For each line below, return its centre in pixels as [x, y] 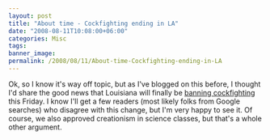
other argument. [35, 127]
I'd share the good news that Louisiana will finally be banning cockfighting [132, 92]
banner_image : [32, 53]
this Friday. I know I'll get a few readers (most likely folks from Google [124, 101]
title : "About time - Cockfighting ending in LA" [94, 23]
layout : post [30, 16]
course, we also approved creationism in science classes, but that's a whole [135, 118]
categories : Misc [38, 38]
